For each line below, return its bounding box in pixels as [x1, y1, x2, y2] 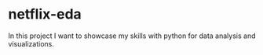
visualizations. [8, 39, 55, 48]
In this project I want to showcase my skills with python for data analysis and [8, 31, 256, 40]
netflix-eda [8, 5, 82, 23]
